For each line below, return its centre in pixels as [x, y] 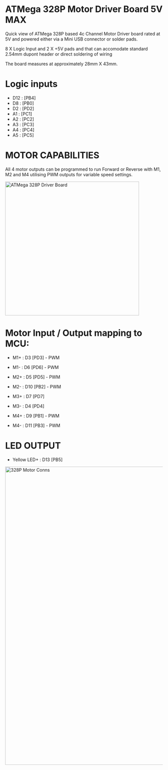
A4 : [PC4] [23, 130]
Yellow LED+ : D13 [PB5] [37, 460]
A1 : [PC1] [22, 114]
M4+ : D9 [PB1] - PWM [36, 416]
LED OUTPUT [33, 445]
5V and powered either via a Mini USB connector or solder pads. [71, 39]
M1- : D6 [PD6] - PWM [35, 367]
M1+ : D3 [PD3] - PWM [36, 357]
